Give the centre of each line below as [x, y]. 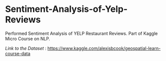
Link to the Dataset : [26, 48]
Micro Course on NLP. [28, 39]
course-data [18, 54]
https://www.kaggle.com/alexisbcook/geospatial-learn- [104, 48]
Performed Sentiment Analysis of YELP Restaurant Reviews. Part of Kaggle [82, 33]
